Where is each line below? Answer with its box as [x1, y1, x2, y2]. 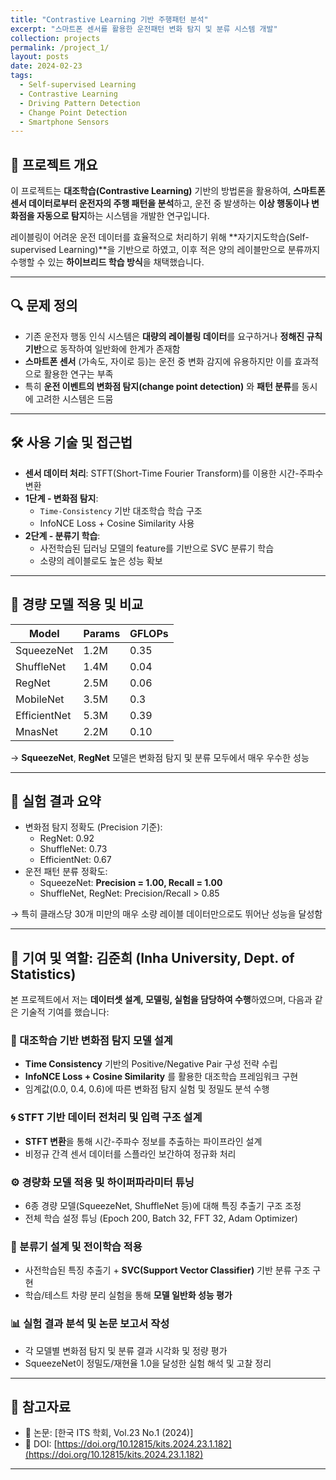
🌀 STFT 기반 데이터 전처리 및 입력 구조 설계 [10, 1111, 203, 1125]
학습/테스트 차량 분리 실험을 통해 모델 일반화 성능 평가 [24, 1289, 233, 1301]
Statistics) [10, 966, 77, 983]
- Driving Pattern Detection [19, 98, 141, 108]
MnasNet [15, 724, 58, 738]
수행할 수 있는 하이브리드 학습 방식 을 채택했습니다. [10, 256, 205, 268]
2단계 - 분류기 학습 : [24, 529, 101, 541]
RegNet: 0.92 [39, 832, 95, 845]
